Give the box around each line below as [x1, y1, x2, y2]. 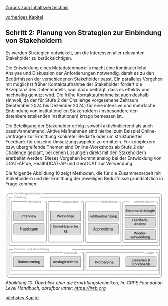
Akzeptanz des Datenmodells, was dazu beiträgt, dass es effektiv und [5, 86, 150, 92]
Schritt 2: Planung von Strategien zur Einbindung [5, 29, 162, 37]
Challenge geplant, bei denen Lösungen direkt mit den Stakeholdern [5, 149, 147, 156]
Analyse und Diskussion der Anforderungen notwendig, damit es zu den [5, 70, 154, 76]
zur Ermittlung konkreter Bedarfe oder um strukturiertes [27, 133, 143, 139]
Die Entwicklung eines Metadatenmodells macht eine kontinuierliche [5, 65, 147, 71]
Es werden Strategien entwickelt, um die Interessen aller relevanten [5, 50, 145, 56]
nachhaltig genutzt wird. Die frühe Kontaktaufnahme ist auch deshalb [5, 92, 149, 98]
